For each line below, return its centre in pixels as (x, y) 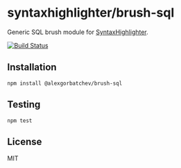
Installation (32, 67)
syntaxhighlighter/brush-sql (91, 13)
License (25, 141)
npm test (20, 120)
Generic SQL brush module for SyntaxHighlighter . (78, 32)
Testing (24, 104)
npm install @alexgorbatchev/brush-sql (65, 83)
